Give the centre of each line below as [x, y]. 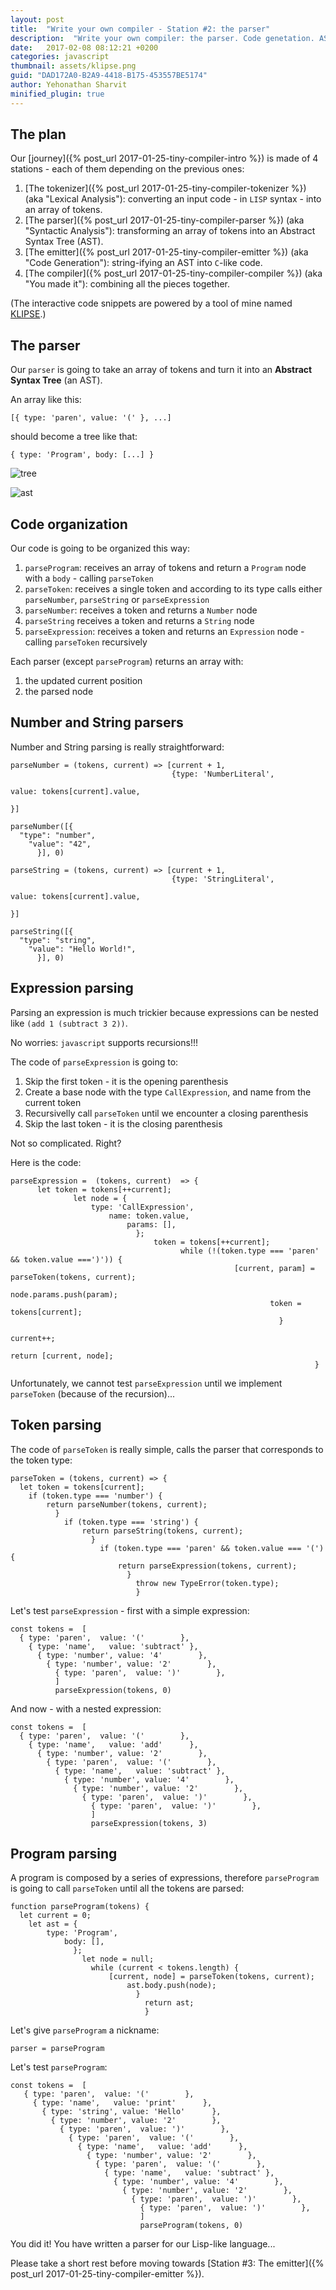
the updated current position [83, 681]
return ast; [169, 2003]
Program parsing [64, 1853]
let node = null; [118, 1959]
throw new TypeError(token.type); [207, 1583]
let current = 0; [55, 1916]
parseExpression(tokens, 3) [149, 1823]
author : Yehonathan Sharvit [69, 85]
